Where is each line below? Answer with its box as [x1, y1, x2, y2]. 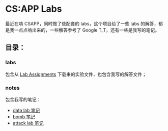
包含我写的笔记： [5, 96, 41, 102]
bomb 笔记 [12, 113, 36, 120]
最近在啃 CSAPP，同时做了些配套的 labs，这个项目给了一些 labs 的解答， [5, 20, 159, 27]
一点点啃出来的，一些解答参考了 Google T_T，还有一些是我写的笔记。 [14, 27, 160, 33]
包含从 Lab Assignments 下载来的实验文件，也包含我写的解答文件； [5, 71, 147, 77]
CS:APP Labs [5, 3, 62, 15]
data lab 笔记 [12, 107, 40, 113]
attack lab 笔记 [12, 120, 44, 126]
